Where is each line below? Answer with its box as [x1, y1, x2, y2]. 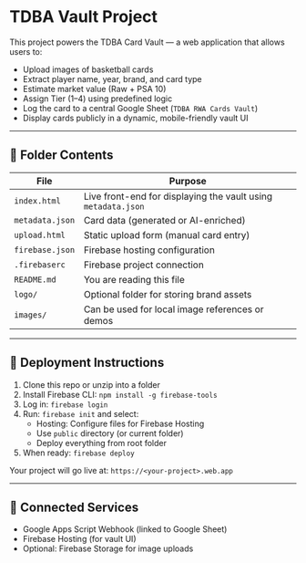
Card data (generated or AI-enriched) [83, 214, 246, 226]
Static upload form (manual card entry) [83, 228, 250, 241]
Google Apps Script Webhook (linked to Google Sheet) [22, 524, 228, 535]
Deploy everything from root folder [36, 437, 167, 448]
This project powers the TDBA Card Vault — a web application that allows [9, 36, 285, 47]
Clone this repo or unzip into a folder [22, 379, 161, 390]
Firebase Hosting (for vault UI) [22, 534, 137, 545]
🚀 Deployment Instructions [9, 355, 165, 370]
